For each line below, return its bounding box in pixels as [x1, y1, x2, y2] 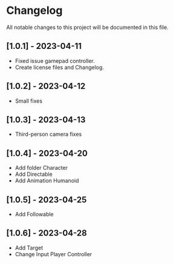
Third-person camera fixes [14, 130, 82, 138]
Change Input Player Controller [14, 250, 92, 257]
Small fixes [14, 97, 43, 105]
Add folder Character [14, 164, 68, 172]
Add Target [14, 244, 43, 251]
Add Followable [14, 211, 54, 217]
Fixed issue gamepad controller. [14, 57, 95, 64]
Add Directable [14, 170, 53, 178]
